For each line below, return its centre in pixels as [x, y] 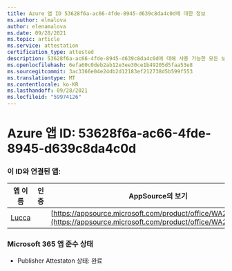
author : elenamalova [37, 26]
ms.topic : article [33, 39]
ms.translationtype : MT [41, 78]
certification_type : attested [51, 53]
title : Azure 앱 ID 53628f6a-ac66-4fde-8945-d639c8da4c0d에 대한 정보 [106, 13]
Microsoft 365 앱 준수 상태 [50, 244]
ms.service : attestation [43, 46]
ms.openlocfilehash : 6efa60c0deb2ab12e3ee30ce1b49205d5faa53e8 [100, 65]
